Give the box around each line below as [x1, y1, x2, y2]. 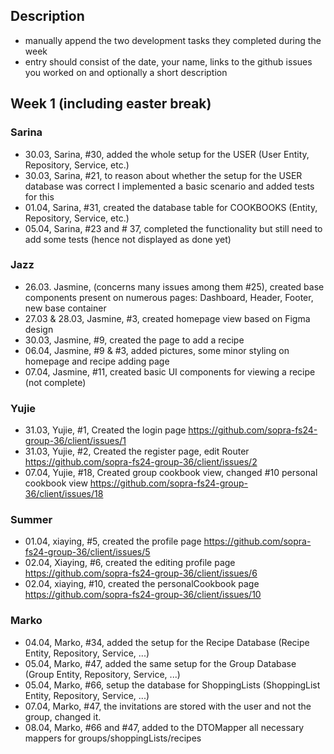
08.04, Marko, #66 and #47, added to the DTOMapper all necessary [24, 721, 305, 733]
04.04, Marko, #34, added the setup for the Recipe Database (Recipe [24, 636, 310, 648]
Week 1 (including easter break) [10, 95, 212, 113]
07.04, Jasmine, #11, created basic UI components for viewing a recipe [24, 365, 316, 378]
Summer [10, 513, 53, 527]
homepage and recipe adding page [24, 355, 170, 367]
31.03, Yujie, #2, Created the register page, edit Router [24, 445, 250, 458]
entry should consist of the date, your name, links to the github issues [24, 55, 313, 68]
